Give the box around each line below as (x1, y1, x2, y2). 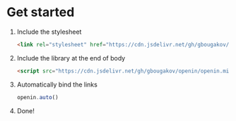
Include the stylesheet (16, 27, 82, 36)
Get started (6, 4, 75, 20)
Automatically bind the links (16, 80, 98, 89)
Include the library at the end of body (16, 53, 126, 62)
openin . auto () (16, 94, 59, 101)
